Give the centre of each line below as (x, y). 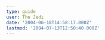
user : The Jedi (25, 17)
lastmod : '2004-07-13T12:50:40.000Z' (53, 28)
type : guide (21, 11)
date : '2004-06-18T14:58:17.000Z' (49, 22)
